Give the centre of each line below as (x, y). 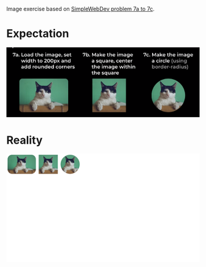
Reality (25, 140)
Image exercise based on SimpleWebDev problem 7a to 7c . (81, 9)
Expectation (38, 34)
